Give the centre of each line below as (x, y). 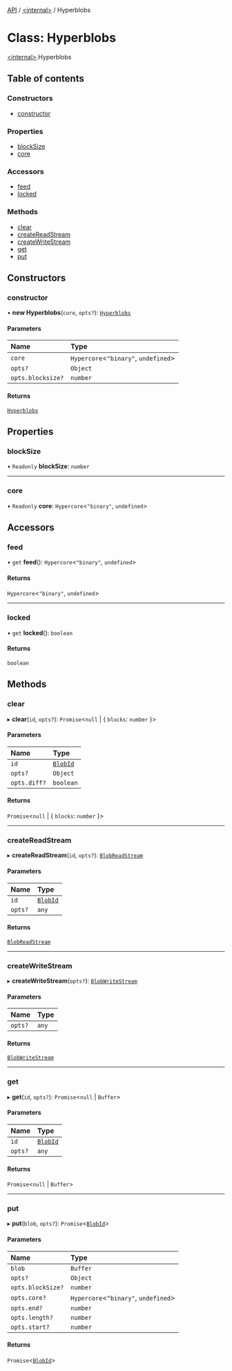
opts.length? (32, 1317)
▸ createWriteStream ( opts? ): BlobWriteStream (72, 981)
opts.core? (28, 1297)
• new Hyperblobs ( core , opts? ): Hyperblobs (69, 313)
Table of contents (46, 79)
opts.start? (30, 1327)
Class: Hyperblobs (61, 38)
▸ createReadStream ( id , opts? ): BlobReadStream (75, 855)
